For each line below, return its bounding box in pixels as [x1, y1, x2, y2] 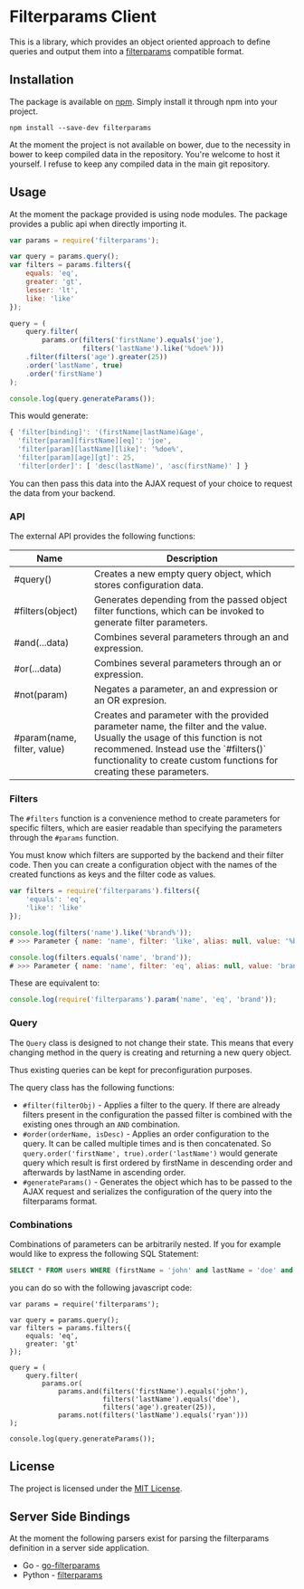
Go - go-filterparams [22, 1560, 100, 1571]
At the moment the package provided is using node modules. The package [9, 208, 288, 219]
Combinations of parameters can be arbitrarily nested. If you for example [9, 1238, 281, 1250]
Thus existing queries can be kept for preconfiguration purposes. [9, 1064, 252, 1075]
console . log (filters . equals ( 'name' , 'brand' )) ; [9, 953, 193, 962]
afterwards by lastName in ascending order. [22, 1166, 186, 1177]
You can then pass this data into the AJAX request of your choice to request [9, 478, 293, 489]
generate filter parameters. [93, 616, 208, 629]
